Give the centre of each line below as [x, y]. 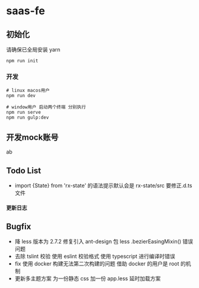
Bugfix [19, 226]
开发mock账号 [32, 137]
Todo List [24, 170]
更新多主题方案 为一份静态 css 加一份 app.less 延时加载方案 [88, 279]
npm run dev [21, 96]
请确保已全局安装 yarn [33, 49]
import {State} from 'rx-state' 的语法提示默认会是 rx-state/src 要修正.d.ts [103, 185]
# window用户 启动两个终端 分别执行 [46, 107]
